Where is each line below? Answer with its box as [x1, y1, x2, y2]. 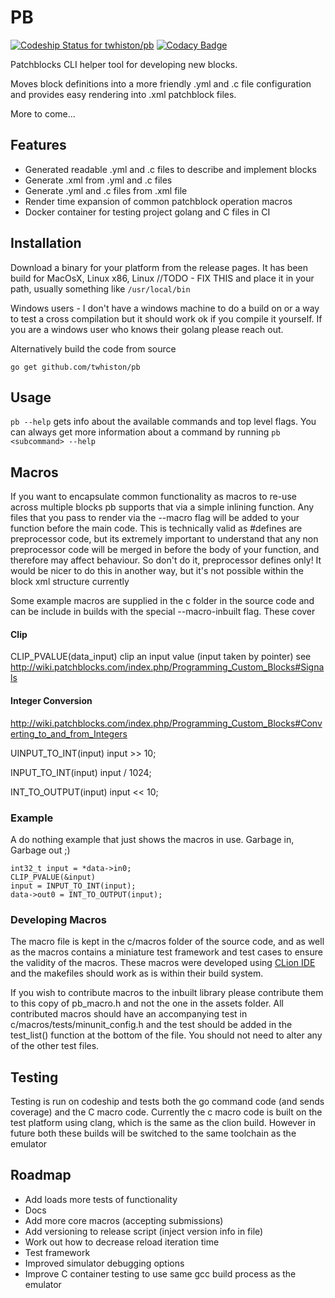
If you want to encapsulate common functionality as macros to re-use [10, 491, 297, 503]
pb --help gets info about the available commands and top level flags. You [10, 416, 317, 428]
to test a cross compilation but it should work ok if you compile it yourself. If [10, 312, 323, 325]
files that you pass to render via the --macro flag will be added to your [10, 512, 300, 524]
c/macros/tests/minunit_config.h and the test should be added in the [10, 1019, 293, 1031]
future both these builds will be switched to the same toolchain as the [10, 1127, 297, 1139]
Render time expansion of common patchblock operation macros [24, 195, 293, 207]
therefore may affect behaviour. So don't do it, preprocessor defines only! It [10, 554, 322, 566]
